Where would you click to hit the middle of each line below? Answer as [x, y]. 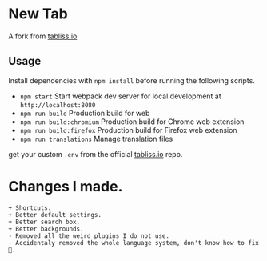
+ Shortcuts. [30, 208]
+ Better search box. [44, 222]
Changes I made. [66, 186]
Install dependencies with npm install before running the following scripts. [132, 80]
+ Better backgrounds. [46, 229]
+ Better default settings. [55, 215]
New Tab [38, 14]
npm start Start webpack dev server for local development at [120, 96]
